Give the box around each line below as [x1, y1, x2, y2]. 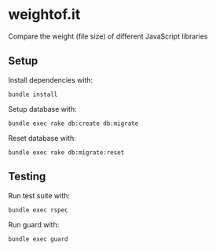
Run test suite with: [8, 190, 71, 200]
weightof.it [8, 6, 81, 24]
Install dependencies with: [8, 75, 93, 84]
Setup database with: [8, 104, 77, 113]
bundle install [8, 90, 58, 98]
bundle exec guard [8, 234, 68, 243]
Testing [8, 170, 46, 183]
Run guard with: [8, 220, 60, 229]
